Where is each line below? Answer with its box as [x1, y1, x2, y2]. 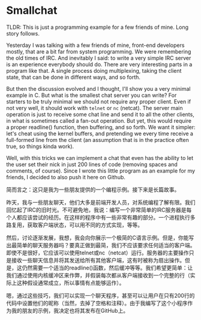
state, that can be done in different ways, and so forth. [6, 73, 141, 81]
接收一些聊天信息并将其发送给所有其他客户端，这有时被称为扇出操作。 [11, 256, 185, 263]
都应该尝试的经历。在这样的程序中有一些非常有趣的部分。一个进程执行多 [16, 214, 196, 221]
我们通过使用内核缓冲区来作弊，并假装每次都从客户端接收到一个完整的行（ [6, 271, 190, 278]
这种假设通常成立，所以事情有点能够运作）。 [16, 279, 125, 286]
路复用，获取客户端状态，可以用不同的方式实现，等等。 [6, 221, 143, 229]
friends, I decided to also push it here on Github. [6, 173, 126, 180]
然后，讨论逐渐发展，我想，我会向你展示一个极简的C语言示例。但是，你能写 [6, 234, 194, 241]
